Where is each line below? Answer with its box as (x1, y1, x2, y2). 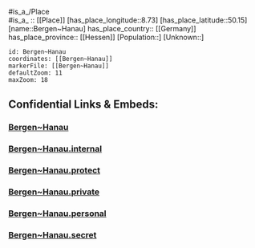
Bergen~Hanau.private (8, 186, 100, 197)
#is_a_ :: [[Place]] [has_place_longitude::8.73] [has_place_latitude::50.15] (8, 15, 248, 25)
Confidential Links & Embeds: (8, 98, 159, 112)
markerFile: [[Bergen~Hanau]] (8, 62, 110, 70)
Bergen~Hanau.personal (8, 208, 107, 219)
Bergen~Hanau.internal (8, 144, 103, 155)
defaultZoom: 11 (8, 69, 63, 77)
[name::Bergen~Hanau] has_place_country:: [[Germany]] (8, 24, 196, 33)
